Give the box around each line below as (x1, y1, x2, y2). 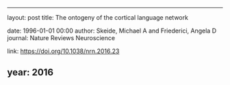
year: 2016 (7, 67, 53, 78)
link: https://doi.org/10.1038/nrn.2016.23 (7, 47, 120, 55)
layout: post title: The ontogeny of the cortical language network (7, 14, 188, 21)
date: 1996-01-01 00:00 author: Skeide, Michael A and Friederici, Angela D (7, 27, 217, 35)
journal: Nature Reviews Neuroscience (7, 34, 115, 41)
